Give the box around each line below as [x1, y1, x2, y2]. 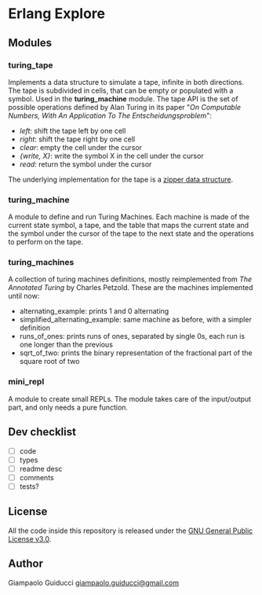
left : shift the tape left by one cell [19, 126, 126, 135]
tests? [19, 481, 39, 491]
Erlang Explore [8, 5, 106, 23]
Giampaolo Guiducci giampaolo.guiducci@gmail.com [8, 578, 180, 587]
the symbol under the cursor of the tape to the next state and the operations [8, 229, 255, 238]
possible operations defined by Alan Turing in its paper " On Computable [8, 102, 242, 112]
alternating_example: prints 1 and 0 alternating [19, 307, 169, 316]
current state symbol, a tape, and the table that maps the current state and [8, 221, 249, 230]
